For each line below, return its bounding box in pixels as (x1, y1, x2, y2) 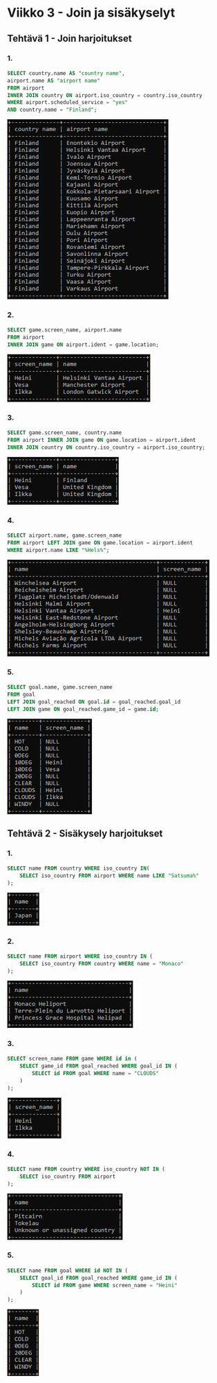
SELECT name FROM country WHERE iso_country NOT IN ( (7, 1165, 166, 1173)
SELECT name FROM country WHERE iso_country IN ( (7, 865, 150, 872)
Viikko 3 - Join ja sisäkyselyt (7, 5, 176, 21)
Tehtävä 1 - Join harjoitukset (7, 33, 133, 44)
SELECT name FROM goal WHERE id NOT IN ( (7, 1267, 129, 1274)
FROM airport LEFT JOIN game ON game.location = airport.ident (7, 540, 194, 547)
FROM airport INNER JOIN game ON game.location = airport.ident (7, 437, 196, 444)
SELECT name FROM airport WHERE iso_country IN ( (7, 953, 153, 960)
